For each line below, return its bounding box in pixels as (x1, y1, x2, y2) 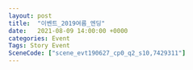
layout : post (8, 11, 52, 20)
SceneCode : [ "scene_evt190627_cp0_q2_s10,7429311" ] (8, 49, 186, 57)
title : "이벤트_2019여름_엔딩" (8, 19, 106, 27)
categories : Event (8, 34, 70, 43)
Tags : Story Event (8, 42, 70, 50)
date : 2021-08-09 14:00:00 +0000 (8, 27, 128, 35)
